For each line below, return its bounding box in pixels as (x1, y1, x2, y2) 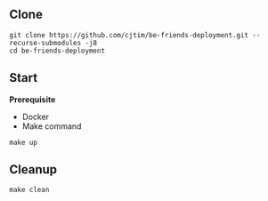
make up (9, 138, 38, 147)
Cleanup (9, 162, 58, 177)
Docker (21, 111, 50, 122)
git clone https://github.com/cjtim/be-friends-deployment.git (9, 30, 249, 39)
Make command (21, 120, 82, 132)
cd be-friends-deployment (9, 46, 105, 55)
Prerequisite (9, 93, 56, 105)
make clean (9, 186, 50, 195)
